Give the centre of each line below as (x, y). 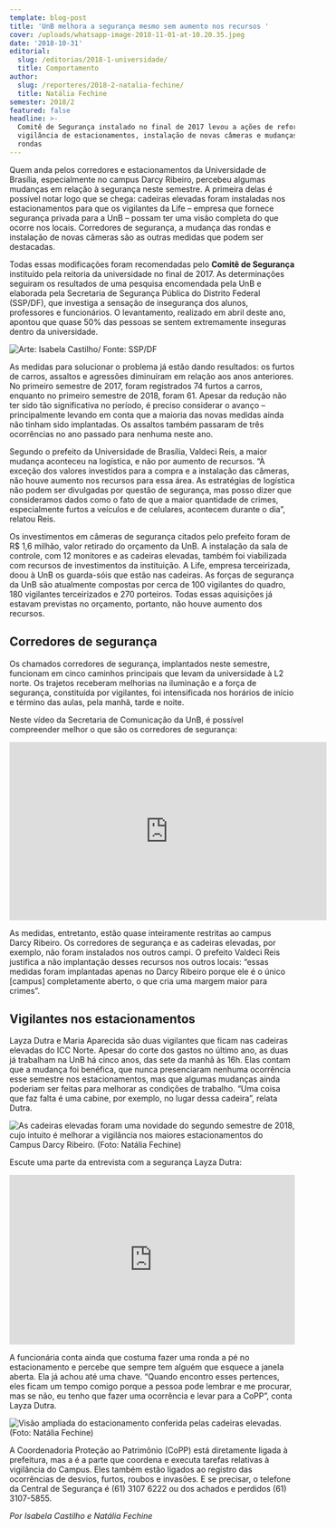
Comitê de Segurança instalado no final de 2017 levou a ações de (145, 128)
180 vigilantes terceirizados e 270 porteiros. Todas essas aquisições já (141, 594)
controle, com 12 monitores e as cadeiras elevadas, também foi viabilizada (148, 555)
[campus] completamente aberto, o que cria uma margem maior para (139, 981)
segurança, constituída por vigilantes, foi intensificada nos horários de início (152, 692)
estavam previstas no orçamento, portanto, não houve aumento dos (136, 604)
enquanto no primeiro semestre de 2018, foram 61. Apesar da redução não (148, 396)
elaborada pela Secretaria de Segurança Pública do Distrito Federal (135, 293)
